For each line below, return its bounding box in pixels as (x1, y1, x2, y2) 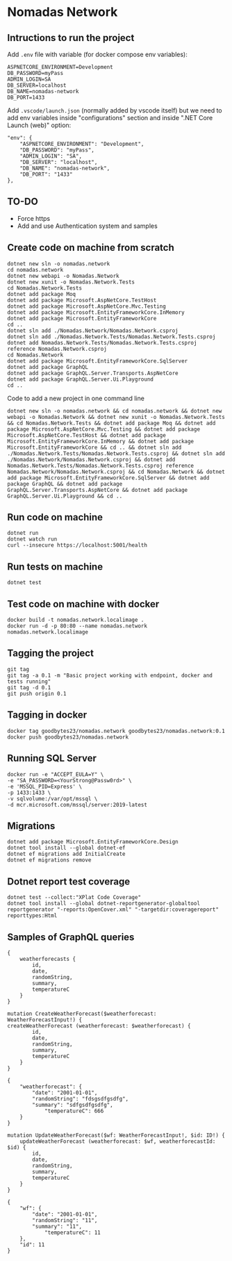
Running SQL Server (7, 752, 97, 764)
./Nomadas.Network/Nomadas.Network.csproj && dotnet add (7, 456, 176, 463)
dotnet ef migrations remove (7, 857, 92, 864)
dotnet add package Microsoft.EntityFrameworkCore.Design (7, 839, 179, 846)
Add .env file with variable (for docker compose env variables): (7, 50, 188, 58)
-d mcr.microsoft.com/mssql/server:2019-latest (7, 801, 148, 808)
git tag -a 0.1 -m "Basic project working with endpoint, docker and (7, 672, 213, 679)
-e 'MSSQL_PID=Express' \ (7, 783, 82, 790)
